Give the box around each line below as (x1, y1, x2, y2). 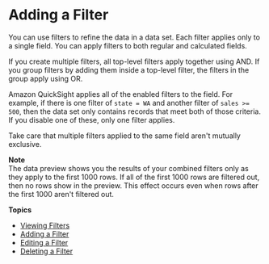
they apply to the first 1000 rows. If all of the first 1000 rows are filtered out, (8, 172, 260, 182)
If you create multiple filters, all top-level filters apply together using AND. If (8, 57, 260, 66)
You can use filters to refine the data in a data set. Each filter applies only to (8, 32, 261, 42)
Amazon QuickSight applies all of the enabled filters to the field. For (8, 89, 233, 98)
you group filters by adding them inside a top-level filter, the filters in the (8, 65, 250, 74)
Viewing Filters (19, 220, 70, 230)
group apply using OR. (8, 73, 83, 83)
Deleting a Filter (19, 246, 74, 256)
